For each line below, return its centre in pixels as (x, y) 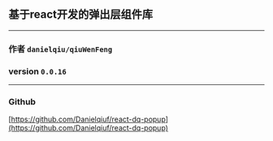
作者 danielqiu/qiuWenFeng (61, 49)
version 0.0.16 (37, 71)
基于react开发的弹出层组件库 (80, 15)
